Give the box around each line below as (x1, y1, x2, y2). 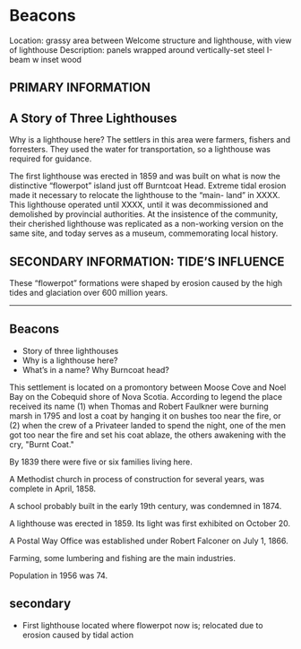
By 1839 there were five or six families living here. (9, 456, 193, 467)
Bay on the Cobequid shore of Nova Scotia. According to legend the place (9, 391, 283, 402)
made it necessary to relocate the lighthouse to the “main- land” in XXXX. (9, 190, 280, 201)
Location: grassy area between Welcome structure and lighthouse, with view (9, 35, 292, 46)
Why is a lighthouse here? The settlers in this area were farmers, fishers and (9, 134, 291, 145)
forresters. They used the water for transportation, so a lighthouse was (9, 144, 271, 155)
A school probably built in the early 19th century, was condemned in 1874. (9, 500, 282, 511)
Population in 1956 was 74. (9, 570, 108, 581)
